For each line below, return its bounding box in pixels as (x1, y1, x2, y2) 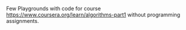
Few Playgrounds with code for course (6, 5, 101, 12)
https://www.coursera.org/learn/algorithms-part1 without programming (6, 11, 181, 18)
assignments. (6, 18, 39, 24)
